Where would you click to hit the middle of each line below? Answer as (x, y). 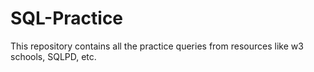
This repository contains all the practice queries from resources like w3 (157, 46)
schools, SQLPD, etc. (53, 56)
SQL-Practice (67, 18)
